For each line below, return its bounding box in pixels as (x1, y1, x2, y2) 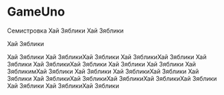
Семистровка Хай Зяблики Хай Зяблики (7, 26, 124, 35)
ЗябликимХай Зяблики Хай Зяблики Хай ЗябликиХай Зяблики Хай (7, 67, 199, 75)
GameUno (7, 4, 65, 20)
